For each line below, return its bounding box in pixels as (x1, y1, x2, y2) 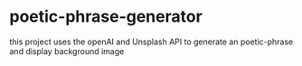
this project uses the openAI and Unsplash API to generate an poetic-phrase (9, 36, 294, 47)
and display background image (9, 45, 125, 56)
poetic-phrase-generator (9, 6, 203, 27)
